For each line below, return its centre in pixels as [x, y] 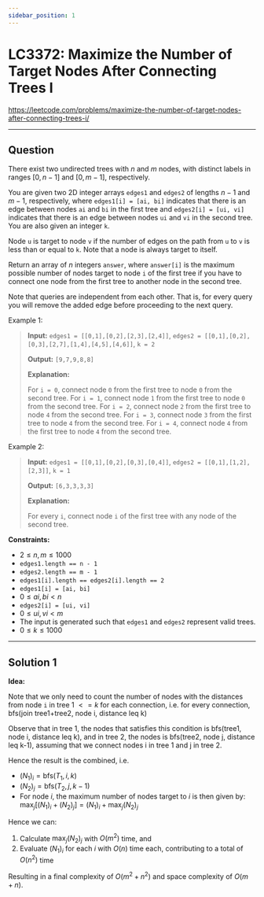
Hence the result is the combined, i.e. [69, 761]
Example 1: [26, 320]
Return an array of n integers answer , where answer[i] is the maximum [122, 265]
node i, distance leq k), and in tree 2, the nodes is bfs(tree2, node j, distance [132, 737]
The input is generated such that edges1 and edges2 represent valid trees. [137, 622]
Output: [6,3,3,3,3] [60, 485]
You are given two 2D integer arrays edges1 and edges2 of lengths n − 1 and [129, 193]
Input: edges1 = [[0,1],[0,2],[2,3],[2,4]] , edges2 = [114, 336]
